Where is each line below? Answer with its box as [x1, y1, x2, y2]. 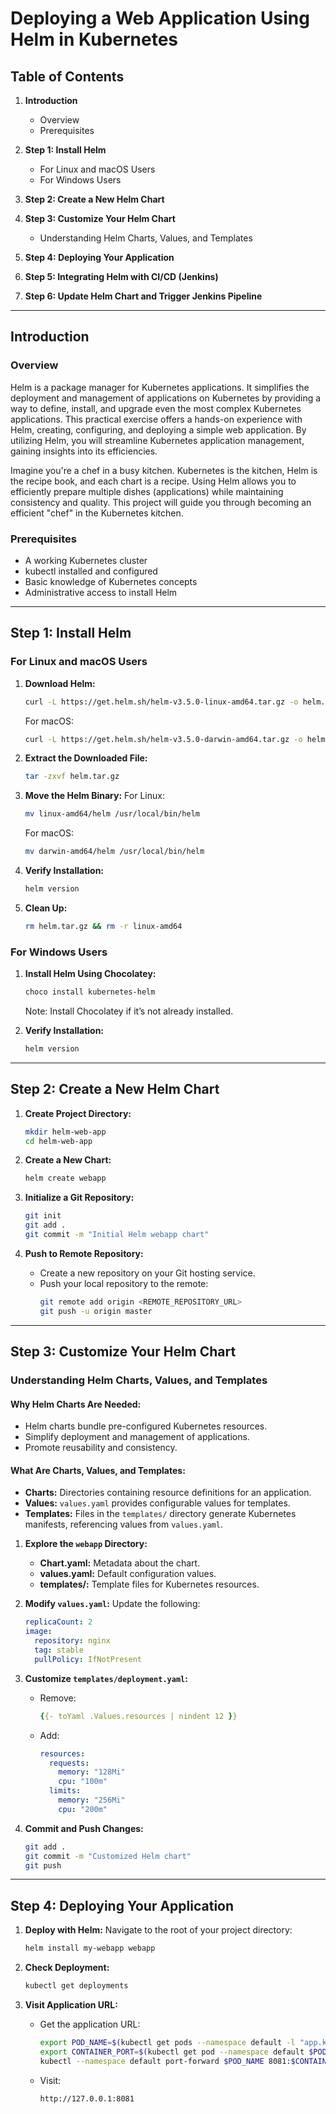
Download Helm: [24, 677, 96, 689]
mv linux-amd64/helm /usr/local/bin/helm [24, 809, 200, 819]
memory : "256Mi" [58, 1795, 126, 1805]
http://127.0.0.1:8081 [39, 2093, 135, 2104]
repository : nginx [34, 1636, 111, 1646]
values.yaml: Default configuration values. [39, 1568, 217, 1580]
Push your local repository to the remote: [39, 1277, 209, 1289]
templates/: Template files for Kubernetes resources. [39, 1578, 260, 1591]
